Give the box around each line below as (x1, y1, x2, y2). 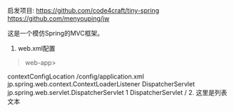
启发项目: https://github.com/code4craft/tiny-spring (7, 6, 159, 14)
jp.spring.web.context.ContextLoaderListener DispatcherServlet (7, 80, 195, 88)
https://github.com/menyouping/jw (7, 14, 110, 23)
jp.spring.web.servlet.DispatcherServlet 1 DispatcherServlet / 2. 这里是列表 (7, 88, 228, 96)
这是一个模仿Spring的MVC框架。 (7, 29, 104, 37)
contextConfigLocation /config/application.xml (7, 72, 145, 81)
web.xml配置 (17, 44, 56, 52)
